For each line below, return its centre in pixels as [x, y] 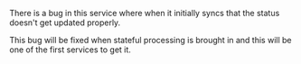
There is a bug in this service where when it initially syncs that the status [145, 13]
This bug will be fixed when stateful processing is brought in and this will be [150, 40]
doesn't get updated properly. [65, 23]
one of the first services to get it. [70, 50]
